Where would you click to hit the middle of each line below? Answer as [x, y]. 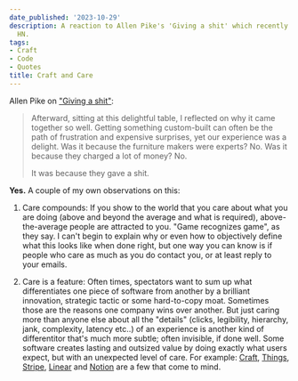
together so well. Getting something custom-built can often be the [152, 127]
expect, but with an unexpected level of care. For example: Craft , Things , [156, 357]
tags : [19, 42]
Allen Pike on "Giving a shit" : [61, 101]
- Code [21, 59]
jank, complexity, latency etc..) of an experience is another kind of [143, 328]
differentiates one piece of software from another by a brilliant [136, 291]
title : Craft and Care [51, 76]
